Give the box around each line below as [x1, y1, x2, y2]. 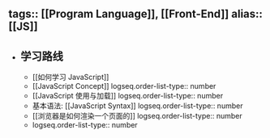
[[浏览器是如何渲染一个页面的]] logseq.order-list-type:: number [32, 111, 243, 121]
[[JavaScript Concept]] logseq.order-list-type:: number [32, 82, 216, 91]
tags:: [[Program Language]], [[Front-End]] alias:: [8, 7, 264, 21]
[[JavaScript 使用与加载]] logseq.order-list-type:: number [32, 91, 224, 101]
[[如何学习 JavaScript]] [32, 73, 109, 82]
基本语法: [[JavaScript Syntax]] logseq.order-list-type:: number [32, 101, 243, 111]
